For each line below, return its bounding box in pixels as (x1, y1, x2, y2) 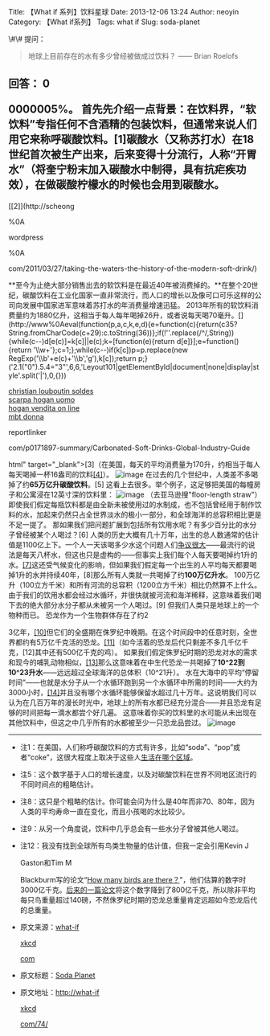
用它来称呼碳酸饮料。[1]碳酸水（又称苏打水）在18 (8, 133, 255, 146)
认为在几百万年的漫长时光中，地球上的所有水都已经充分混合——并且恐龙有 (8, 698, 255, 707)
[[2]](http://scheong (8, 202, 75, 211)
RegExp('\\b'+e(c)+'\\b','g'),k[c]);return (8, 354, 137, 363)
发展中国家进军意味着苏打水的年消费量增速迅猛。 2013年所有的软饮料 (22, 301, 252, 310)
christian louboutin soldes (8, 387, 94, 396)
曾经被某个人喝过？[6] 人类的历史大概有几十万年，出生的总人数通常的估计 (14, 530, 260, 540)
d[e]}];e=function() (176, 337, 239, 346)
